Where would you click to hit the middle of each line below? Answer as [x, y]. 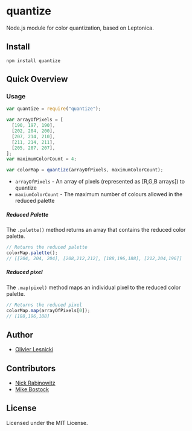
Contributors [31, 369]
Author [20, 335]
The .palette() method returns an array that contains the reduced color [96, 230]
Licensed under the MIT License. [47, 423]
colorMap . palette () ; [32, 253]
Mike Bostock [32, 389]
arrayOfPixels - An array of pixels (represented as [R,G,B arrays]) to [100, 182]
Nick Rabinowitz [35, 383]
